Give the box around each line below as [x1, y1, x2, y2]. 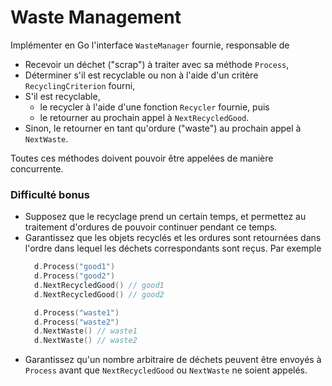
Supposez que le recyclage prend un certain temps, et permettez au [24, 211, 307, 223]
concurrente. [10, 162, 64, 175]
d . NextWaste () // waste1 [34, 326, 138, 336]
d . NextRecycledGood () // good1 [34, 280, 165, 290]
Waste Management [10, 6, 182, 29]
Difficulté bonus [10, 187, 90, 201]
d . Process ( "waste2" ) [34, 317, 120, 327]
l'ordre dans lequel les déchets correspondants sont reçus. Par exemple [24, 242, 322, 255]
